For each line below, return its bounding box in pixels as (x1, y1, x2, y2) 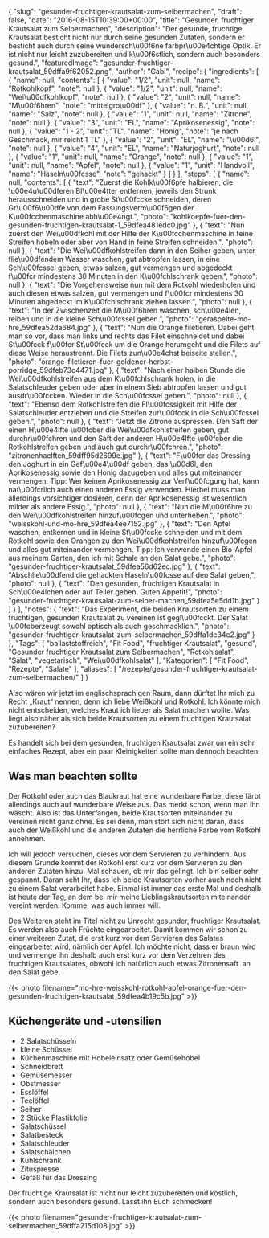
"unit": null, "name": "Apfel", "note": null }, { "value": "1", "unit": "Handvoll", (8, 161, 255, 170)
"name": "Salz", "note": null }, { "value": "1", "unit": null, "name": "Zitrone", (8, 109, 252, 119)
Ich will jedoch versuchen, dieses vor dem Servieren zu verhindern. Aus (8, 849, 247, 859)
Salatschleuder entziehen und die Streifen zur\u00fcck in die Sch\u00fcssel (8, 408, 259, 417)
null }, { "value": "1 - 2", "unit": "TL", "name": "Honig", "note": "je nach (8, 126, 238, 136)
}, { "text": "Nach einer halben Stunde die (108, 366, 246, 374)
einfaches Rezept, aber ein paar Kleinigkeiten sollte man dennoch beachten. (8, 746, 260, 756)
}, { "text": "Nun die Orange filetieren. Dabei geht (92, 323, 255, 332)
